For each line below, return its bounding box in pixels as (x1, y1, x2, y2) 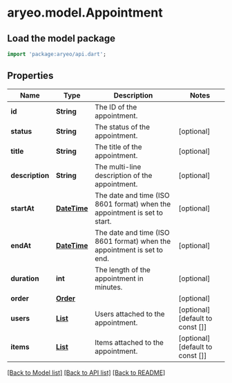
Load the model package (7, 33, 116, 44)
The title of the (94, 142, 143, 152)
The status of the (94, 122, 151, 132)
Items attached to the (94, 337, 164, 347)
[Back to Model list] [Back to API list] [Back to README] (7, 368, 166, 377)
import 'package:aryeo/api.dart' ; (7, 51, 107, 57)
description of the (94, 170, 153, 180)
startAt (10, 203, 35, 213)
